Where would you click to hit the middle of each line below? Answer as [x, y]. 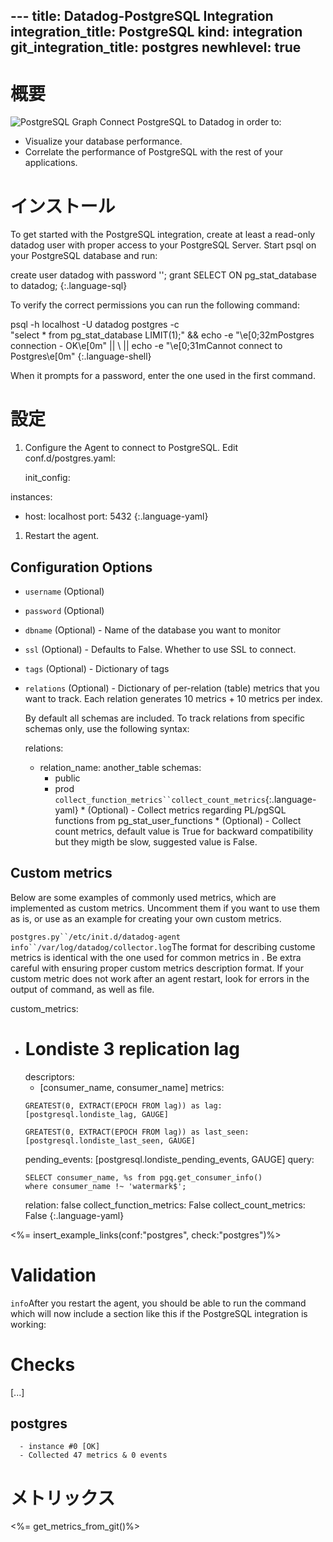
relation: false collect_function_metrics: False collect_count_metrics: [165, 1205]
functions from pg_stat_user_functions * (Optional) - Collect [178, 821]
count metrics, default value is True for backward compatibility [184, 831]
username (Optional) [64, 591]
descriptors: [49, 1076]
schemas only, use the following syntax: [107, 729]
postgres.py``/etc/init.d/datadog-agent [96, 937]
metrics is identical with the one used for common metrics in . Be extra [156, 957]
